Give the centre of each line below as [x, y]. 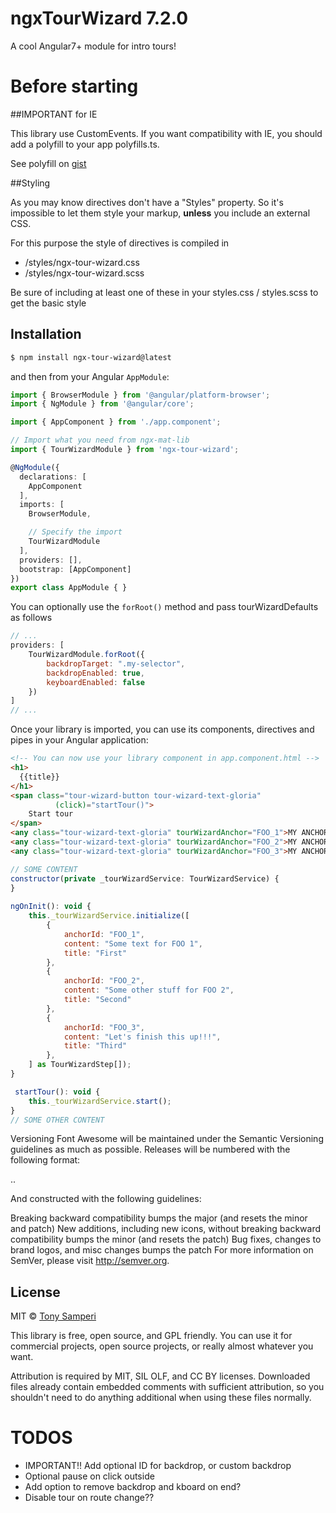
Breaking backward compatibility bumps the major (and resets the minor [159, 1218]
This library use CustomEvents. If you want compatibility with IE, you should [166, 133]
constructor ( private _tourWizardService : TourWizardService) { [145, 878]
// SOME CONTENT [44, 869]
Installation [46, 334]
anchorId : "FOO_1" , [104, 934]
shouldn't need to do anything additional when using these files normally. [161, 1398]
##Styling [30, 183]
